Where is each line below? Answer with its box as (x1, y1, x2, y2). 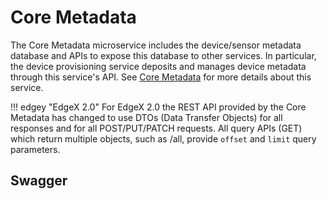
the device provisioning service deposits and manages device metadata (10, 60, 307, 72)
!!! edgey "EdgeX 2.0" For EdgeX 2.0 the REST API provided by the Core (10, 101, 307, 113)
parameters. (10, 143, 61, 155)
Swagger (10, 172, 68, 190)
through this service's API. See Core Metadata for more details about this (10, 71, 312, 83)
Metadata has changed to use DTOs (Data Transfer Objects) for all (10, 111, 283, 123)
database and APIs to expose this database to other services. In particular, (10, 49, 317, 61)
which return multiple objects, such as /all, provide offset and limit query (10, 132, 317, 145)
